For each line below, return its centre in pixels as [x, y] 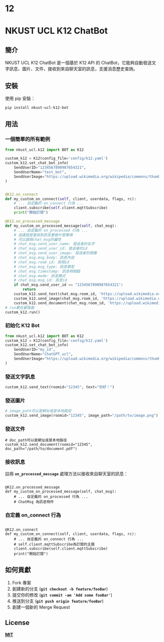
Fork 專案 [22, 582]
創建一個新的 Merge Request [41, 607]
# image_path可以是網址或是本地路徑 [38, 411]
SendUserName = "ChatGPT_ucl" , [43, 354]
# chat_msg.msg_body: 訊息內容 [44, 258]
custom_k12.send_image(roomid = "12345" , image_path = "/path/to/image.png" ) [82, 416]
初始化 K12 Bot [22, 325]
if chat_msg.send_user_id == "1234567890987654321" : [69, 285]
